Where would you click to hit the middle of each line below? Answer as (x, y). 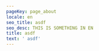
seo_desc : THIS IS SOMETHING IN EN (50, 28)
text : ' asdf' (24, 39)
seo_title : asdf (26, 22)
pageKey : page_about (32, 11)
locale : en (19, 17)
